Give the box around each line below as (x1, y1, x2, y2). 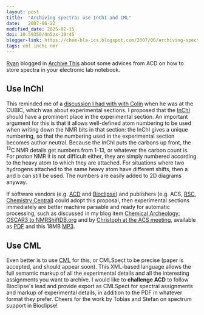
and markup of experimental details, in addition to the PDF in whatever (6, 289, 183, 296)
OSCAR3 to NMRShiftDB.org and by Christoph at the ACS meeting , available (6, 216, 196, 224)
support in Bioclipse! (6, 302, 58, 310)
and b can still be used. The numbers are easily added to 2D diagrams (6, 172, 182, 180)
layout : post (6, 9, 39, 15)
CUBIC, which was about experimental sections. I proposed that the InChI (6, 106, 190, 113)
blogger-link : (6, 37, 42, 43)
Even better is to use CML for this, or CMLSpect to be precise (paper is (6, 257, 184, 264)
